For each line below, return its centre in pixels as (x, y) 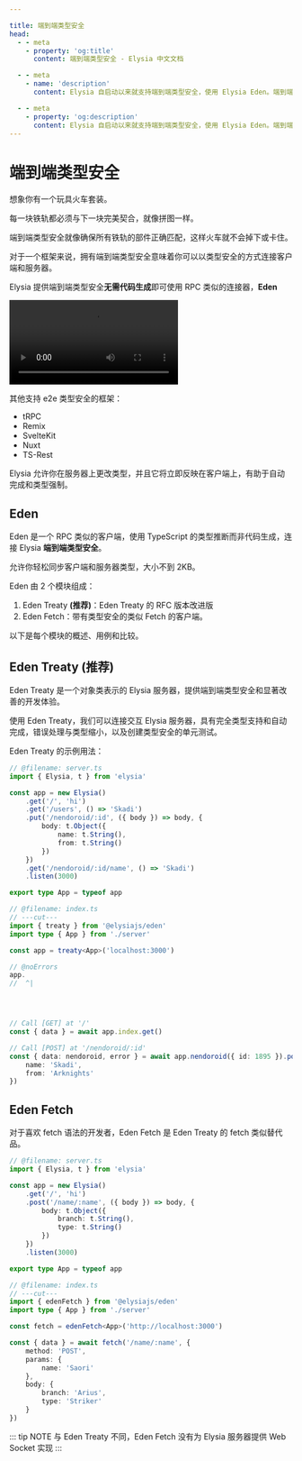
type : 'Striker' (72, 1402)
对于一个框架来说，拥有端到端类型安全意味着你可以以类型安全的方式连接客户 (151, 257)
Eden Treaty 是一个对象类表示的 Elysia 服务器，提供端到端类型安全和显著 (144, 689)
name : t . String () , (92, 835)
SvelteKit (39, 436)
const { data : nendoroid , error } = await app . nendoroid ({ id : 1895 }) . (148, 1056)
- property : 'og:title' (70, 50)
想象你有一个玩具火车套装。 (61, 199)
